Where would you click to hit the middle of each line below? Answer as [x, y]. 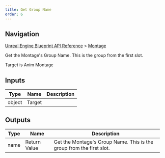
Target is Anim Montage [29, 65]
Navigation [22, 34]
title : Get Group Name [28, 10]
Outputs [18, 120]
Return [33, 142]
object [15, 103]
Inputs [15, 80]
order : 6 [14, 14]
